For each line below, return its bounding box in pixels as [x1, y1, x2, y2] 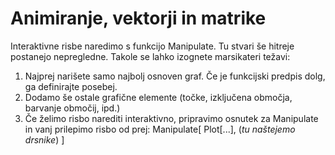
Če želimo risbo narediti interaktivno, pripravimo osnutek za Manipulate [24, 112, 319, 124]
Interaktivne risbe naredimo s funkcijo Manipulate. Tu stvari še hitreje [10, 40, 295, 52]
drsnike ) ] [24, 133, 65, 146]
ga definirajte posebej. [24, 80, 118, 92]
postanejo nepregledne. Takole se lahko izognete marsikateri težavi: [10, 50, 291, 62]
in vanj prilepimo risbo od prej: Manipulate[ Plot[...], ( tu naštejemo [24, 123, 296, 135]
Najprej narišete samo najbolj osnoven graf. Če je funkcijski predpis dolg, [24, 70, 326, 82]
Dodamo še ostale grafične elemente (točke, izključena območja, [24, 91, 293, 103]
